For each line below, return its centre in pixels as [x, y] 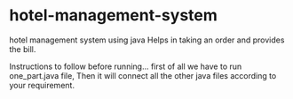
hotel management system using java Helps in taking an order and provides [147, 40]
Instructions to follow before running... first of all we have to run [126, 66]
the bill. [23, 49]
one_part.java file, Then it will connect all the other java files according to [143, 75]
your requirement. [42, 85]
